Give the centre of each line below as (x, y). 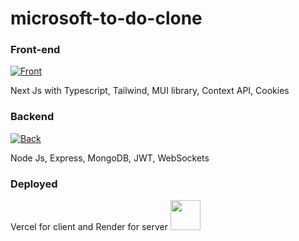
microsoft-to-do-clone (106, 18)
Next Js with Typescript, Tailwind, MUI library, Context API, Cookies (150, 91)
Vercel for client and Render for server (89, 227)
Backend (32, 117)
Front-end (35, 50)
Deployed (34, 184)
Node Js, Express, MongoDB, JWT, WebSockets (110, 158)
